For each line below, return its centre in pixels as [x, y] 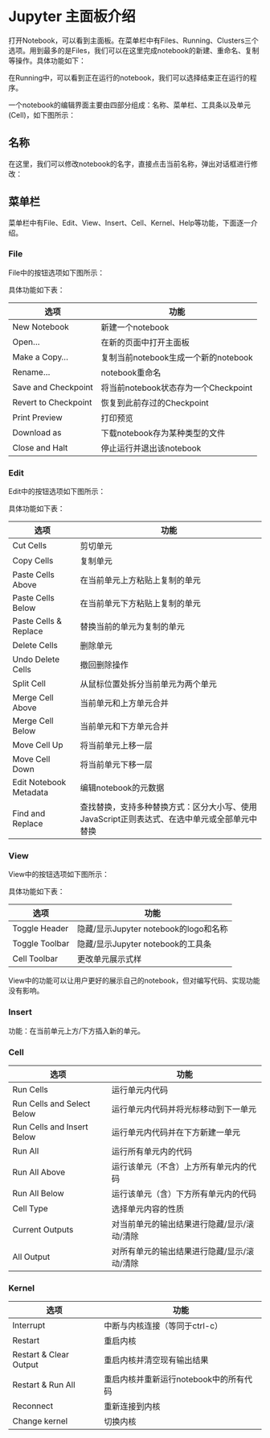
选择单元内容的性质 [148, 1209]
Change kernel [40, 1421]
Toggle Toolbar [41, 944]
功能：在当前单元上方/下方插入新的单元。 [77, 1031]
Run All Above [39, 1172]
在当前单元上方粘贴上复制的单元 [140, 580]
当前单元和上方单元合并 [124, 704]
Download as [37, 432]
